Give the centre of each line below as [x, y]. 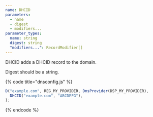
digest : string [26, 43]
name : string [24, 38]
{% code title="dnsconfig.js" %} [39, 82]
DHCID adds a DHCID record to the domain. [51, 62]
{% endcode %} [22, 110]
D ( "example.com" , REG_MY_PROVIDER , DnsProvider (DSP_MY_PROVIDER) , [77, 91]
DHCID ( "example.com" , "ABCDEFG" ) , [46, 96]
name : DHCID [18, 10]
